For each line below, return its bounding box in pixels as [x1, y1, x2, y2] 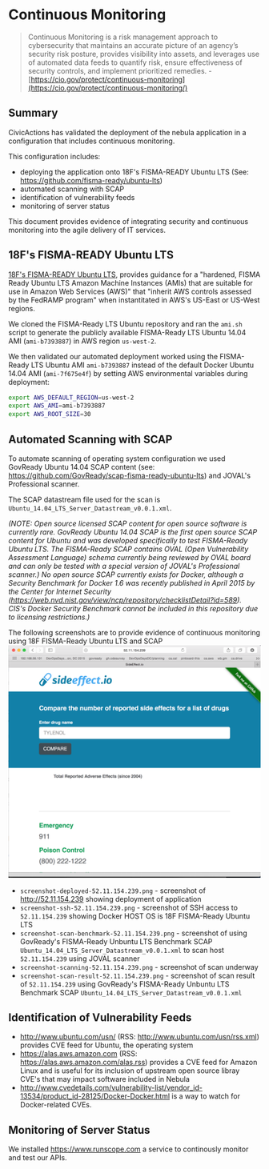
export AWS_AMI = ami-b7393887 [8, 402, 106, 410]
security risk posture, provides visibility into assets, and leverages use [27, 49, 260, 58]
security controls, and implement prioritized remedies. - [27, 66, 212, 75]
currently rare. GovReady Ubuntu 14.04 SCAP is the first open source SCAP [8, 527, 258, 537]
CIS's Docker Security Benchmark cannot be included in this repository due [8, 604, 259, 613]
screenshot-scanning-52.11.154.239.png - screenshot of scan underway [19, 962, 259, 971]
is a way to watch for [171, 1091, 240, 1101]
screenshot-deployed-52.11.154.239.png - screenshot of [19, 886, 207, 895]
